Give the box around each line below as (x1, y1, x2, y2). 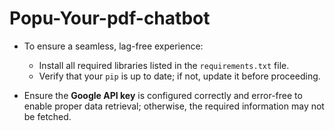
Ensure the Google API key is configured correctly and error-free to (23, 89, 303, 101)
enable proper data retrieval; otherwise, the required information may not (23, 100, 325, 112)
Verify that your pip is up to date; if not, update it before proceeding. (38, 70, 321, 82)
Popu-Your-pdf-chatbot (9, 7, 211, 30)
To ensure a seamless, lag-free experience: (23, 40, 204, 52)
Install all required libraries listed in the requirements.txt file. (38, 59, 290, 71)
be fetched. (23, 110, 72, 122)
